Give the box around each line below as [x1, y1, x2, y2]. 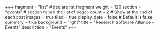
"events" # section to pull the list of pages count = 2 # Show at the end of [5, 9, 153, 15]
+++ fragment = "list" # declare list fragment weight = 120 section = [5, 4, 141, 10]
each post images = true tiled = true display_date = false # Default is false [5, 14, 153, 20]
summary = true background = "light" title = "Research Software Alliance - [5, 19, 154, 25]
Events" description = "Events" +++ [5, 24, 77, 30]
